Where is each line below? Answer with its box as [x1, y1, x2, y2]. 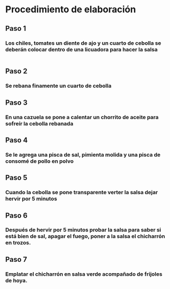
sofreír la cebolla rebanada [5, 120, 73, 127]
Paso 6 [5, 211, 28, 220]
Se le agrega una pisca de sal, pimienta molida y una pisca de [5, 151, 161, 158]
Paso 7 [5, 255, 27, 264]
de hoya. [5, 277, 28, 284]
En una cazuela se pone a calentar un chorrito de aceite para [5, 113, 159, 121]
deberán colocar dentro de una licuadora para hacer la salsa [5, 46, 158, 53]
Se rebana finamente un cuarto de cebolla [5, 82, 112, 89]
